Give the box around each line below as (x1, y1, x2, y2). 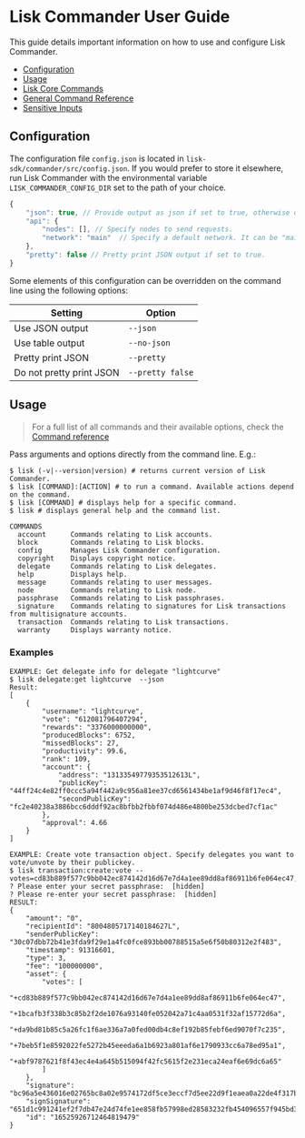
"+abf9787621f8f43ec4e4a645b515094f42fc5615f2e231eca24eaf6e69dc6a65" (9, 1057, 282, 1066)
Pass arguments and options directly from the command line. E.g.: (9, 448, 256, 459)
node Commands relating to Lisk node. (17, 585, 197, 595)
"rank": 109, (42, 754, 92, 763)
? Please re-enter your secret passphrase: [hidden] (9, 890, 218, 899)
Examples (9, 646, 54, 659)
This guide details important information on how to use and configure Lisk (9, 36, 286, 47)
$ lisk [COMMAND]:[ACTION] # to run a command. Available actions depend (9, 482, 295, 491)
